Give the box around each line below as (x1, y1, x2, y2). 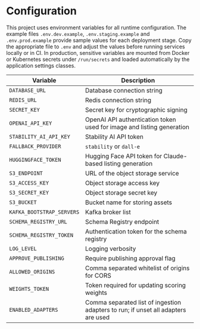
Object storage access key (85, 179, 160, 187)
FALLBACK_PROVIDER (9, 143, 61, 150)
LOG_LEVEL (9, 245, 37, 252)
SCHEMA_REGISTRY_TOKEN (9, 232, 73, 238)
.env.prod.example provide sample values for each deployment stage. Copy (6, 36, 192, 44)
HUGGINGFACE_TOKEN (9, 156, 61, 163)
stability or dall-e (85, 142, 140, 150)
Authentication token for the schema (85, 227, 187, 235)
